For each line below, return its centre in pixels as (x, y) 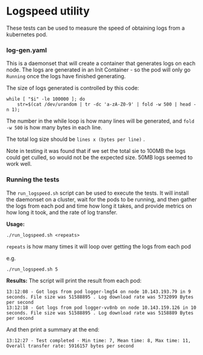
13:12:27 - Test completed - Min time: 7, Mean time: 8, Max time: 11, (98, 340)
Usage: (16, 224)
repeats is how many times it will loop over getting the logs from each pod (99, 246)
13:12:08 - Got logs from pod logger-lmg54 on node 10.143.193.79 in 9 (98, 292)
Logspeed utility (48, 11)
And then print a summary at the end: (53, 330)
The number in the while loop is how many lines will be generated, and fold (101, 121)
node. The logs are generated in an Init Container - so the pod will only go (98, 70)
